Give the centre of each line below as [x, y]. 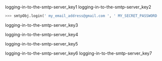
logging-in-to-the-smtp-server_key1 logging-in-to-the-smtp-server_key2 [78, 7]
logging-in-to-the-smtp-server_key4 [42, 34]
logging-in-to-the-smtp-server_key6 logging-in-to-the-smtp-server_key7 [79, 53]
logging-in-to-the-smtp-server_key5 [42, 44]
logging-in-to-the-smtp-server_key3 [42, 25]
